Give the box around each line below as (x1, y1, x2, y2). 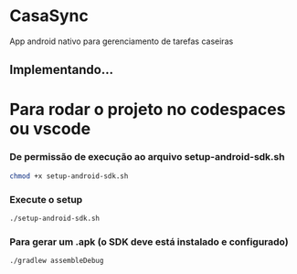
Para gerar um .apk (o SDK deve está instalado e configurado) (9, 235, 290, 248)
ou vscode (9, 118, 91, 139)
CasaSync (9, 5, 90, 26)
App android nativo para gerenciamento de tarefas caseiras (9, 36, 234, 47)
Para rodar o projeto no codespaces (9, 99, 286, 120)
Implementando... (9, 62, 114, 78)
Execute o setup (9, 193, 83, 205)
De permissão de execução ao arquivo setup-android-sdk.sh (9, 151, 285, 163)
